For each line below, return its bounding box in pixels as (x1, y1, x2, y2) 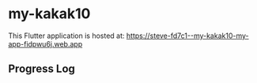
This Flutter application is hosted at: (8, 31, 125, 40)
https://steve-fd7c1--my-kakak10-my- (126, 31, 249, 40)
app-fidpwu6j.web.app (8, 39, 83, 48)
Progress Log (8, 62, 75, 76)
